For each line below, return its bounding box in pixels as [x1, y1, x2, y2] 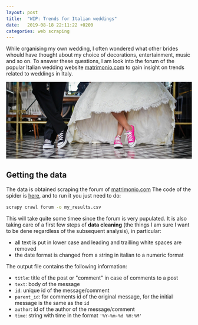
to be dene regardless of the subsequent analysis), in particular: [6, 227, 162, 234]
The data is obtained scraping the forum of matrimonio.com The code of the [6, 186, 192, 193]
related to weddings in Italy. [6, 70, 74, 77]
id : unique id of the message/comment [14, 287, 110, 294]
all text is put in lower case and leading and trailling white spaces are [14, 239, 182, 246]
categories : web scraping [6, 28, 70, 34]
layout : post [6, 9, 38, 15]
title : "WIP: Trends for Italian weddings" [6, 15, 117, 22]
